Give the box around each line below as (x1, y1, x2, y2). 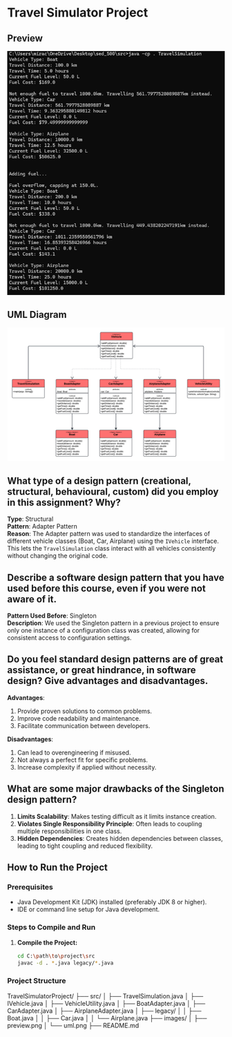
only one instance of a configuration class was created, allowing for (7, 626, 200, 634)
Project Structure (7, 976, 66, 986)
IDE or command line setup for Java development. (17, 905, 160, 913)
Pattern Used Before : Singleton (7, 611, 97, 620)
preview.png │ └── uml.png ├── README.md (7, 1021, 139, 1029)
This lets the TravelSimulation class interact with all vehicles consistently (7, 544, 216, 553)
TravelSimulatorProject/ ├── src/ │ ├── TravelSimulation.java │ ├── (7, 991, 204, 1000)
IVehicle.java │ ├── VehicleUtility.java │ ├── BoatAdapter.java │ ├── (7, 999, 206, 1007)
